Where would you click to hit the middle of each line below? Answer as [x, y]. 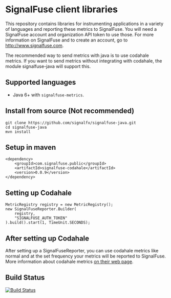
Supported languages [41, 82]
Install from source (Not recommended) [70, 111]
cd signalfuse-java [26, 127]
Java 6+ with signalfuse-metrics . [48, 95]
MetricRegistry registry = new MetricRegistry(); [59, 205]
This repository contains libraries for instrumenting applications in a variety [84, 24]
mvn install [18, 132]
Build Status [25, 278]
